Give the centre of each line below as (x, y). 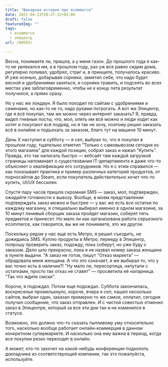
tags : (11, 29)
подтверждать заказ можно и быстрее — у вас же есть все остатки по (82, 203)
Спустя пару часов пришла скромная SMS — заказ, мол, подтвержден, (82, 192)
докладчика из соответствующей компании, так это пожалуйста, (75, 354)
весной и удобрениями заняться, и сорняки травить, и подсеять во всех (83, 82)
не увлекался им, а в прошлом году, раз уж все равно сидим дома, (84, 66)
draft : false (19, 19)
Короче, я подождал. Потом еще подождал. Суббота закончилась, (77, 286)
